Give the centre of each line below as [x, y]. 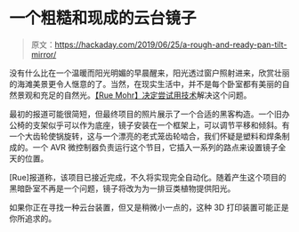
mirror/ [44, 54]
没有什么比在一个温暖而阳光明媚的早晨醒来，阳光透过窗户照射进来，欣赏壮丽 [149, 73]
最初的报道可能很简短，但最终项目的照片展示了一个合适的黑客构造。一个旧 [145, 114]
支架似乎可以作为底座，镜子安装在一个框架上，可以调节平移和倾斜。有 [161, 124]
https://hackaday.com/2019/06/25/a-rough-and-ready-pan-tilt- [171, 44]
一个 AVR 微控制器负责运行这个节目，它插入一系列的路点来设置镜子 [155, 147]
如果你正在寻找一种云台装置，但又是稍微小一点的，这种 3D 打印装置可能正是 [149, 207]
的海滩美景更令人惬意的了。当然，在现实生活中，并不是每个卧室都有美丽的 [145, 84]
